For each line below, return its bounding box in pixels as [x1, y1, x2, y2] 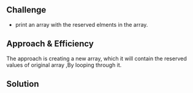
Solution [6, 79, 39, 89]
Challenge [6, 5, 47, 15]
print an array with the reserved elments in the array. [15, 21, 148, 28]
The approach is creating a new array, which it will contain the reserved [6, 55, 187, 62]
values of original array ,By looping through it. [6, 61, 122, 69]
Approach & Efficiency [6, 39, 94, 49]
